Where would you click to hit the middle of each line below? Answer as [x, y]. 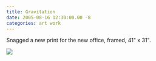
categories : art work [34, 23]
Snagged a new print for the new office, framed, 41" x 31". [79, 40]
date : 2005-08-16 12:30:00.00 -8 [49, 18]
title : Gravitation [31, 12]
